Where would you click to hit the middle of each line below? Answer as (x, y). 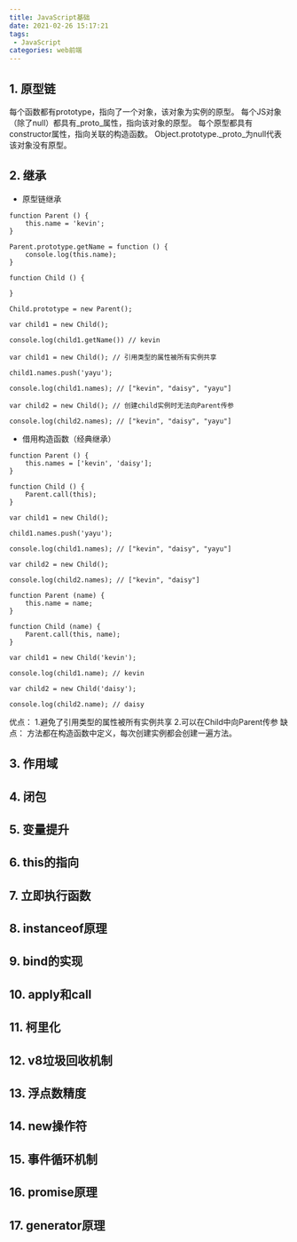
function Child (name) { (55, 626)
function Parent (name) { (57, 595)
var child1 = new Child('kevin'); (73, 657)
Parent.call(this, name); (73, 634)
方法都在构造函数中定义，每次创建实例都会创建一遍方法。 (131, 733)
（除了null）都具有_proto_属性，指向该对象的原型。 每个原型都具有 (131, 123)
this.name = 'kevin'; (65, 223)
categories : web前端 (46, 51)
